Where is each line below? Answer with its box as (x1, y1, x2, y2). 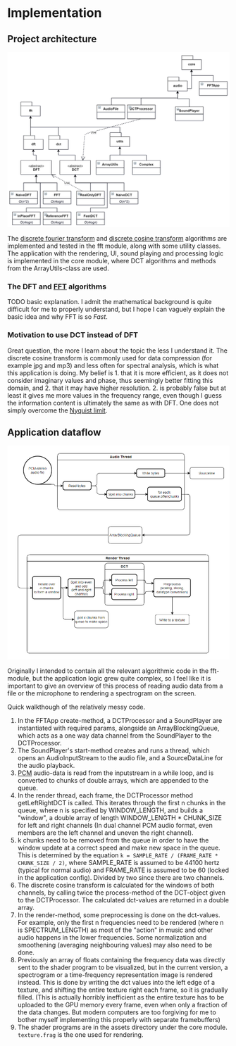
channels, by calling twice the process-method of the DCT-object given (17, 888, 226, 897)
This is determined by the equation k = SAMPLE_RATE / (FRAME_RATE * (17, 851, 218, 859)
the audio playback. (17, 762, 75, 770)
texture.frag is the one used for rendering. (17, 1031, 144, 1039)
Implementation (7, 5, 102, 21)
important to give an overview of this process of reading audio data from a (7, 681, 223, 691)
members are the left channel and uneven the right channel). (17, 828, 194, 837)
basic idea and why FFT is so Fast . (7, 313, 108, 321)
